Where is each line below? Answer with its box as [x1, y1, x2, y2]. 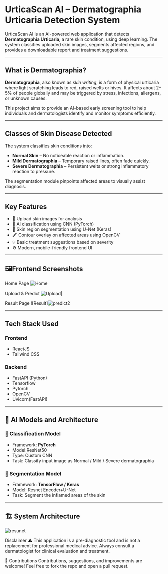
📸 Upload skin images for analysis [12, 216, 82, 222]
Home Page [5, 280, 29, 286]
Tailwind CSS [12, 351, 40, 357]
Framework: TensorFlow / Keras [12, 482, 80, 488]
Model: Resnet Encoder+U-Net [12, 487, 76, 493]
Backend [5, 363, 27, 370]
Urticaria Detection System [5, 14, 120, 26]
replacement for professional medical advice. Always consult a [5, 542, 135, 549]
